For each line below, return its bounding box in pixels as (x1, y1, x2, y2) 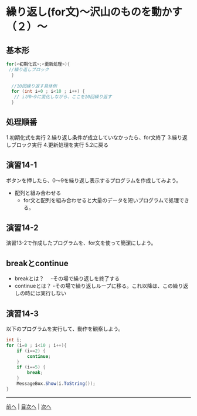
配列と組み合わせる (14, 189, 62, 196)
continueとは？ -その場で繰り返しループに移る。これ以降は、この (14, 283, 173, 290)
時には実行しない (25, 290, 66, 297)
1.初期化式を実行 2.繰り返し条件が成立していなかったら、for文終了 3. (6, 133, 172, 141)
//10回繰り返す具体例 (11, 83, 57, 89)
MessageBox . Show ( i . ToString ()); (16, 381, 96, 387)
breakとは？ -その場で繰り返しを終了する (14, 275, 120, 282)
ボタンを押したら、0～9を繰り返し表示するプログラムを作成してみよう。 (6, 177, 182, 184)
